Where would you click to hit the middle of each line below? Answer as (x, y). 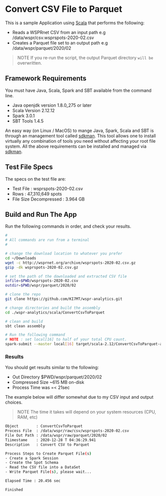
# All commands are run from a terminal (47, 240)
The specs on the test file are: (36, 179)
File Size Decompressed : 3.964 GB (48, 199)
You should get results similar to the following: (52, 368)
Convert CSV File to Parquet (64, 9)
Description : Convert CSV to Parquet (47, 445)
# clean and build (24, 321)
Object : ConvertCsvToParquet (44, 426)
